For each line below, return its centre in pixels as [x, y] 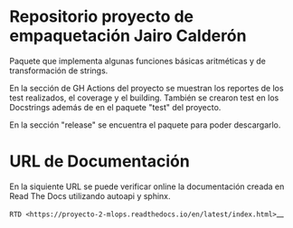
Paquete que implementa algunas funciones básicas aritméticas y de [138, 61]
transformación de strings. [59, 71]
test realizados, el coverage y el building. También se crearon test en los [144, 98]
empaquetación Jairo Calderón [128, 36]
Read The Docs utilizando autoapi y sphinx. [90, 195]
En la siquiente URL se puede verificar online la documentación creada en [147, 186]
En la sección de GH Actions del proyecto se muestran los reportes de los [146, 88]
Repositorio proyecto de [102, 17]
